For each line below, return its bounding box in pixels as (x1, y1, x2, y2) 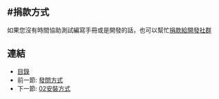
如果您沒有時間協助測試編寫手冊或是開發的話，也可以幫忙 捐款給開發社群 (7, 26, 211, 34)
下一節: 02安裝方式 (16, 84, 71, 92)
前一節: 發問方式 (16, 76, 63, 84)
